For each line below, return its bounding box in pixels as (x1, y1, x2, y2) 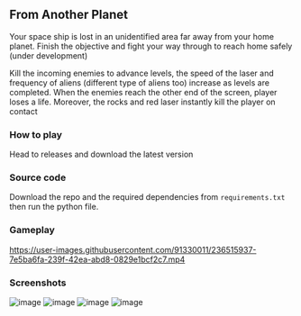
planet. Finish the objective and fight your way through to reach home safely (9, 41, 293, 51)
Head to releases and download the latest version (9, 149, 194, 160)
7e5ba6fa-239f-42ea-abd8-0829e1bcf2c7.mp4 (9, 254, 186, 265)
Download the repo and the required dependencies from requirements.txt (9, 192, 286, 203)
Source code (9, 171, 67, 184)
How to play (9, 128, 63, 140)
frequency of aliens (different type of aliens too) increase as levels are (9, 77, 270, 88)
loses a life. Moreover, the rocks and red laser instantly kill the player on (9, 96, 277, 107)
